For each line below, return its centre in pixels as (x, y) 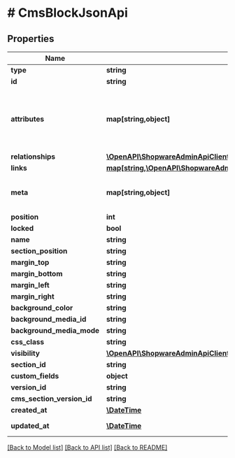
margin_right (33, 296)
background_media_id (49, 319)
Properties (31, 39)
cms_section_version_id (51, 399)
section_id (29, 365)
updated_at (30, 426)
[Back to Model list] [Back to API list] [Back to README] (87, 448)
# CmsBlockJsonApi (67, 13)
